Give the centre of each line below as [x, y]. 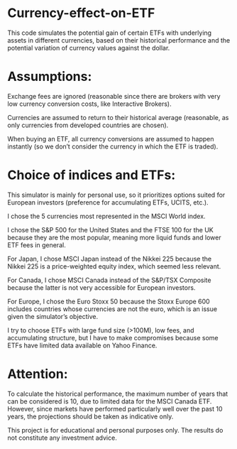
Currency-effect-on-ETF [81, 13]
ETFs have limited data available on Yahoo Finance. [82, 345]
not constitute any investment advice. [62, 438]
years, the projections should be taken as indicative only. [90, 416]
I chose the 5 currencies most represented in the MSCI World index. [106, 216]
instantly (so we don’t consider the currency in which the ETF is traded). [113, 146]
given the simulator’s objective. [53, 316]
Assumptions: [50, 77]
